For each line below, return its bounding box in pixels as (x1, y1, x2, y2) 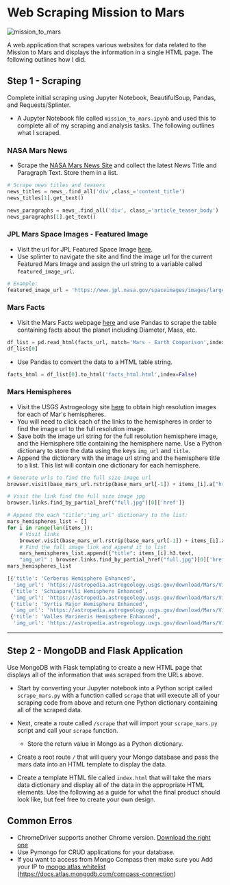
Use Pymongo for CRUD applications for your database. (16, 848, 175, 856)
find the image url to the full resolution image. (16, 424, 146, 433)
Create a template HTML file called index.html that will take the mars (16, 773, 212, 781)
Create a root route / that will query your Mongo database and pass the (16, 753, 219, 761)
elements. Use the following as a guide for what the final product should (16, 788, 220, 796)
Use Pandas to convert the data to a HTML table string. (16, 358, 173, 366)
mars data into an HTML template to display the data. (16, 760, 167, 768)
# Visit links (19, 531, 60, 537)
